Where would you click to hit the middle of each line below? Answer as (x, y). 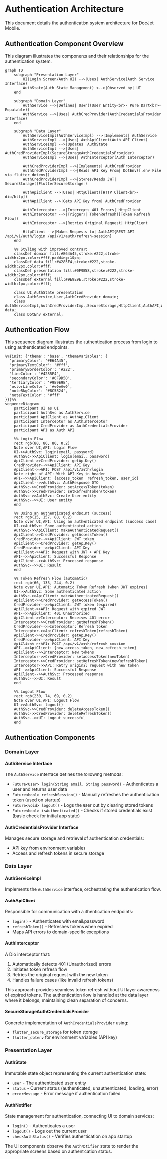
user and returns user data (40, 789)
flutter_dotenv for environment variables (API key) (65, 1037)
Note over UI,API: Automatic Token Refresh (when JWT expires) (81, 587)
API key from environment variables (49, 848)
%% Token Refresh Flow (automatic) (51, 578)
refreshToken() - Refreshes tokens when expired (63, 926)
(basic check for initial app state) (46, 816)
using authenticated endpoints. (37, 347)
